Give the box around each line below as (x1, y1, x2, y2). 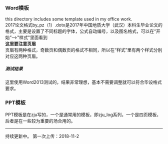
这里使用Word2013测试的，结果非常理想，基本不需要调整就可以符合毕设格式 (5, 79, 162, 85)
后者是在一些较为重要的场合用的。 (5, 117, 75, 123)
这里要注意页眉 (5, 41, 36, 47)
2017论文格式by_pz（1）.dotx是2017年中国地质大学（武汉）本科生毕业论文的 (5, 22, 162, 28)
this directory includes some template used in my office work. (5, 16, 132, 22)
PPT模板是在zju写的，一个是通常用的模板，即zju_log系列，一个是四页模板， (5, 111, 161, 117)
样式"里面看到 (19, 34, 48, 40)
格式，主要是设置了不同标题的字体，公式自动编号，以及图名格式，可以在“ (5, 28, 156, 34)
